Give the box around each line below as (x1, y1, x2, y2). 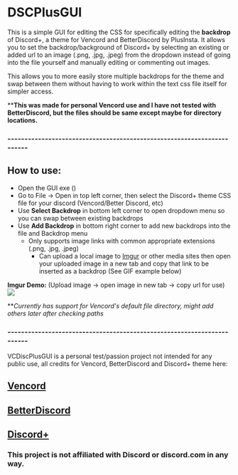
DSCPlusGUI (7, 4, 82, 21)
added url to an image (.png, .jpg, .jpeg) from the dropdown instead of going (7, 51, 231, 59)
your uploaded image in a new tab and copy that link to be (38, 259, 210, 268)
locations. (7, 115, 38, 125)
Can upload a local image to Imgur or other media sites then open (38, 251, 231, 260)
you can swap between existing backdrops (17, 214, 144, 222)
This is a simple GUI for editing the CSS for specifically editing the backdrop (7, 28, 231, 36)
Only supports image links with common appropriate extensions (28, 236, 215, 245)
